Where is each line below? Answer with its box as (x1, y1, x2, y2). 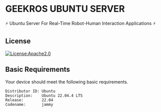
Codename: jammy (5, 102, 53, 107)
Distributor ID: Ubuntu (5, 89, 56, 94)
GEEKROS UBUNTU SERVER (5, 3, 125, 15)
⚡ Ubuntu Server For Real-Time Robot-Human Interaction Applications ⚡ (5, 20, 156, 26)
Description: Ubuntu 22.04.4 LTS (5, 93, 83, 98)
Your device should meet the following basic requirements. (5, 78, 128, 85)
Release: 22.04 (5, 97, 53, 102)
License (5, 37, 31, 46)
